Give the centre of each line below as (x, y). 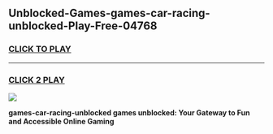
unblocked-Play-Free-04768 (83, 26)
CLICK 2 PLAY (37, 80)
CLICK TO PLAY (40, 50)
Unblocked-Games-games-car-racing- (109, 13)
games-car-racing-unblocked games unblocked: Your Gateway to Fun (129, 112)
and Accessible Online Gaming (61, 121)
